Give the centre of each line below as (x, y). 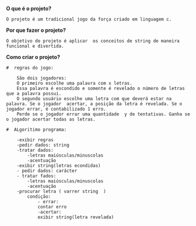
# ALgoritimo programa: (36, 129)
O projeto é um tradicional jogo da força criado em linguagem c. (89, 19)
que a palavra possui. (34, 94)
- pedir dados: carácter (47, 171)
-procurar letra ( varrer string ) (62, 191)
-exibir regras (35, 140)
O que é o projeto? (29, 9)
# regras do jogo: (30, 68)
